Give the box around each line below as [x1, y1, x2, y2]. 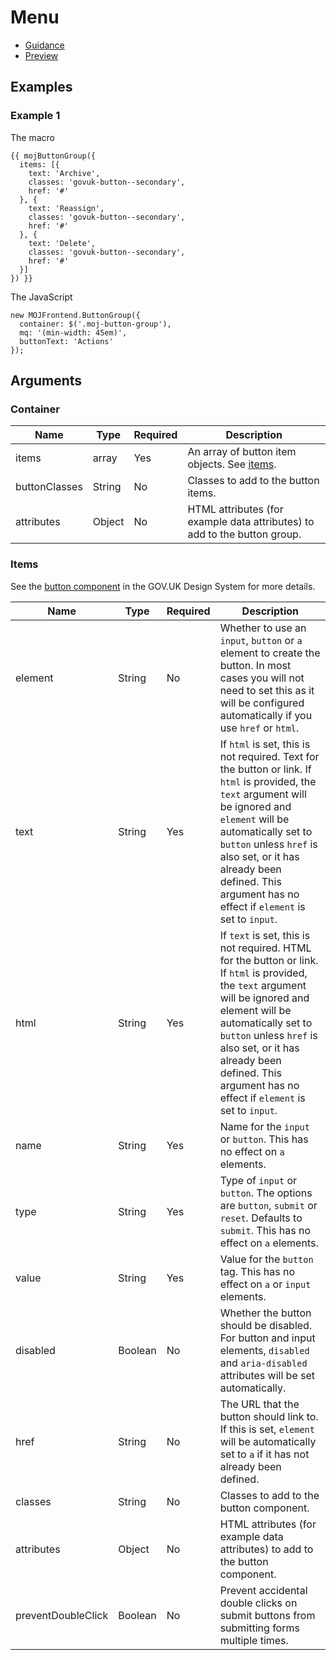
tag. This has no [219, 1264, 295, 1278]
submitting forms [219, 1621, 300, 1635]
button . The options [219, 1186, 313, 1200]
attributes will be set [219, 1368, 316, 1382]
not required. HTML [219, 941, 312, 955]
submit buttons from [219, 1608, 316, 1622]
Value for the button [219, 1252, 314, 1266]
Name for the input [219, 1119, 310, 1133]
